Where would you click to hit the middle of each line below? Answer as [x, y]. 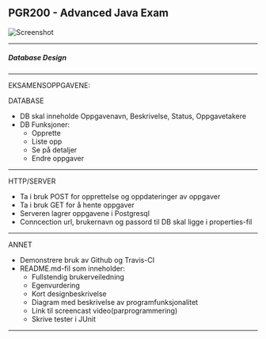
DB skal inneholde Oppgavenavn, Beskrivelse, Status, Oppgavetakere [133, 116]
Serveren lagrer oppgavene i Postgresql [85, 213]
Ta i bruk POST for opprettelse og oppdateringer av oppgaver [120, 196]
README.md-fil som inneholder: [72, 268]
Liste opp [47, 141]
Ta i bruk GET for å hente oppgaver [77, 205]
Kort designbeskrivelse [69, 294]
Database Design [38, 58]
